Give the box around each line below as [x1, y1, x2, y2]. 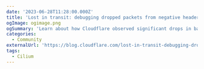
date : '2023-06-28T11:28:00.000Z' [6, 8, 94, 15]
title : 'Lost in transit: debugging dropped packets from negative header [6, 14, 200, 20]
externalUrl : [6, 43, 39, 49]
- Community [12, 37, 42, 43]
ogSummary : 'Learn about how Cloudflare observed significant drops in [6, 25, 191, 32]
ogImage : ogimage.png [6, 20, 61, 26]
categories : [6, 31, 36, 37]
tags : [6, 48, 20, 54]
